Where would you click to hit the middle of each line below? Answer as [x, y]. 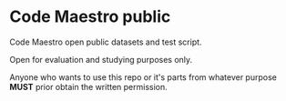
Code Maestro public [90, 17]
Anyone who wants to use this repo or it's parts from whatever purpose [143, 77]
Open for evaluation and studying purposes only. [101, 59]
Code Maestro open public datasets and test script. [106, 42]
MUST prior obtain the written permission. [89, 86]
